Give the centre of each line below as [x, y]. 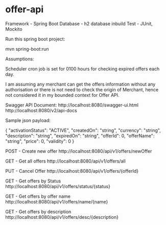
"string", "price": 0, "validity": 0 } [40, 141]
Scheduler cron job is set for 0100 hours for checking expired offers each [82, 69]
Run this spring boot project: [35, 39]
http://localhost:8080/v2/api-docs [41, 110]
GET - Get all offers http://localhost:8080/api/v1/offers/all [66, 161]
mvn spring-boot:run [27, 49]
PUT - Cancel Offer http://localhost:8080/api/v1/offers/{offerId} [72, 171]
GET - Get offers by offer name [38, 196]
